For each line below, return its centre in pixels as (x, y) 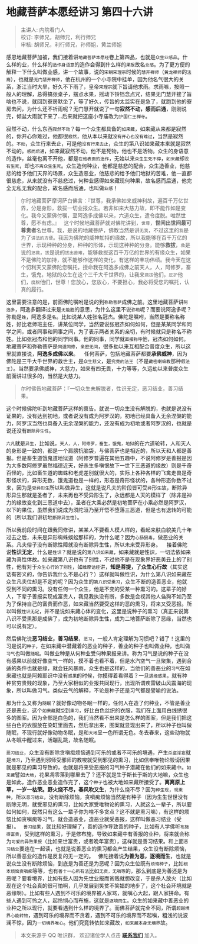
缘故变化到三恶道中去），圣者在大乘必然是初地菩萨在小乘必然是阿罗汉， (103, 502)
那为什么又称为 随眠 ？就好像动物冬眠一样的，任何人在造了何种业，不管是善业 (98, 703)
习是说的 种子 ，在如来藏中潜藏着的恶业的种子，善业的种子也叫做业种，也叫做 (98, 646)
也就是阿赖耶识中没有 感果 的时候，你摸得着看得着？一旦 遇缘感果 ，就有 (99, 675)
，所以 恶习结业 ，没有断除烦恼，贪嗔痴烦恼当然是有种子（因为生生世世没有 (99, 797)
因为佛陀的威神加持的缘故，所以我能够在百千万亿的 (125, 237)
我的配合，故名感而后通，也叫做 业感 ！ (72, 188)
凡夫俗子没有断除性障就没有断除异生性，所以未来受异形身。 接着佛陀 (102, 545)
